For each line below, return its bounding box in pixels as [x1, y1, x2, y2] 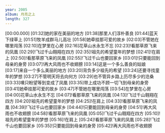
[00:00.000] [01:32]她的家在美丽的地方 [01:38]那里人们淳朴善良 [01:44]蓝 [5, 31, 154, 36]
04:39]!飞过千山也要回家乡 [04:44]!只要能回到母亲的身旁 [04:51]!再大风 [12, 104, 157, 110]
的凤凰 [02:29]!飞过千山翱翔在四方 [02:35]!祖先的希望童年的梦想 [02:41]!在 [5, 49, 156, 55]
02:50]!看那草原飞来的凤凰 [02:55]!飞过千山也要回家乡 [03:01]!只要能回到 [12, 55, 161, 61]
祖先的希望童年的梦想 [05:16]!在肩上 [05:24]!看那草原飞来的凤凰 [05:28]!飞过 [5, 117, 160, 123]
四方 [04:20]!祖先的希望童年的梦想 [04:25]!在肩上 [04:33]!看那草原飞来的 [5, 98, 153, 104]
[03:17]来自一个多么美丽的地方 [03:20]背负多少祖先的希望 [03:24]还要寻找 [5, 67, 156, 73]
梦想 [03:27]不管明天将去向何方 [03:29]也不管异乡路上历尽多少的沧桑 [13, 73, 154, 79]
